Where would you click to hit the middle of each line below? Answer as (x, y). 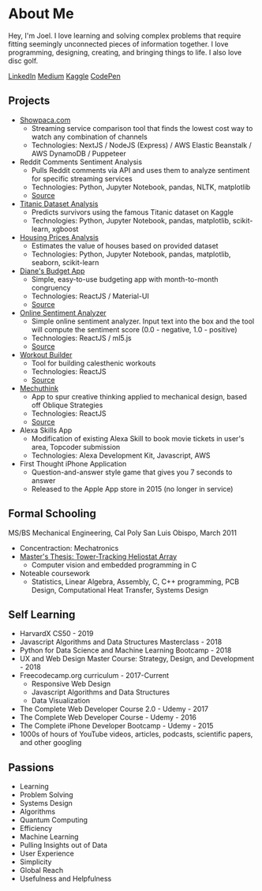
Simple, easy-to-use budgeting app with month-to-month (125, 279)
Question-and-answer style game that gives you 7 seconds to (132, 472)
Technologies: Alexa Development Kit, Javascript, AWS (121, 455)
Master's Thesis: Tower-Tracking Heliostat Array (98, 556)
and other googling (51, 743)
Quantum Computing (54, 820)
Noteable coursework (55, 573)
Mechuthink (39, 388)
